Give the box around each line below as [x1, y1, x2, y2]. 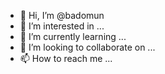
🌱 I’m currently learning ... [19, 31, 127, 42]
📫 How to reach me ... [19, 53, 113, 64]
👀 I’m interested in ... [19, 20, 105, 32]
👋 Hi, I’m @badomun [19, 10, 105, 21]
